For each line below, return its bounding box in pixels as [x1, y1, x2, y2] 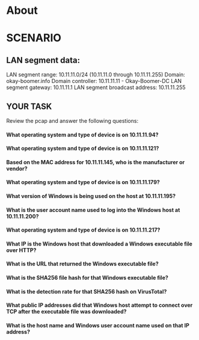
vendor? [6, 165, 28, 172]
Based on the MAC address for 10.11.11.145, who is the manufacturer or [6, 158, 185, 165]
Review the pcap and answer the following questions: [6, 117, 139, 124]
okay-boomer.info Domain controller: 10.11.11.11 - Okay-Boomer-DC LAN [6, 78, 182, 85]
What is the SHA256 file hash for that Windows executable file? [6, 274, 168, 281]
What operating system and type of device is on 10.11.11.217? [6, 226, 161, 233]
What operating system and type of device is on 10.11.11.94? [6, 131, 159, 138]
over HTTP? [6, 246, 37, 253]
